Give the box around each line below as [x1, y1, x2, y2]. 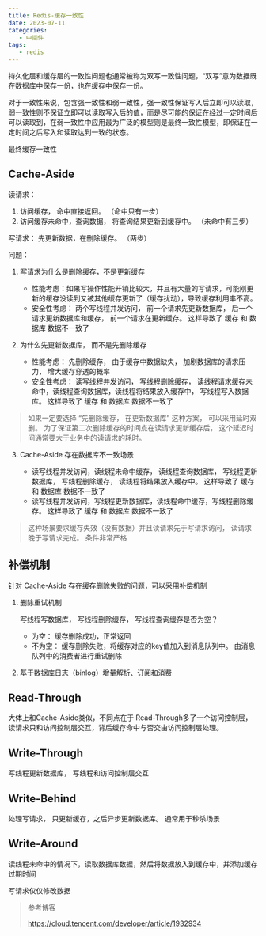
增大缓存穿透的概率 [47, 366, 111, 376]
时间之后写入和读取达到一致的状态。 [14, 127, 133, 137]
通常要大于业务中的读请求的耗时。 [34, 433, 146, 442]
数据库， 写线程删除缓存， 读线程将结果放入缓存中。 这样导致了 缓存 [31, 476, 255, 486]
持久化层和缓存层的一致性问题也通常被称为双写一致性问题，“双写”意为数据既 [8, 71, 257, 80]
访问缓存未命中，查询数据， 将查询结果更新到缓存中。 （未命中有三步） [19, 216, 253, 225]
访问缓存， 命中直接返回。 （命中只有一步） [19, 207, 163, 216]
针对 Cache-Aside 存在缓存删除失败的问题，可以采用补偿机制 [8, 581, 207, 590]
